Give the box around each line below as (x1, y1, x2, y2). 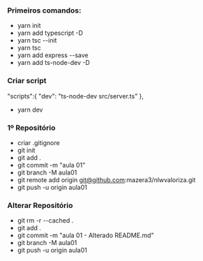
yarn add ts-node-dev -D (17, 59, 91, 67)
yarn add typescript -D (17, 29, 84, 37)
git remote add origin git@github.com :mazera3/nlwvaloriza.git (17, 175, 196, 184)
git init (17, 146, 36, 154)
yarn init (17, 22, 41, 30)
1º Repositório (7, 123, 56, 133)
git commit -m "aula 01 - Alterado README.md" (17, 231, 154, 239)
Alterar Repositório (7, 200, 73, 210)
